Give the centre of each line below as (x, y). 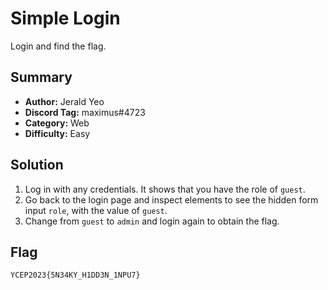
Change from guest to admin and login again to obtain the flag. (152, 221)
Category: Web (57, 123)
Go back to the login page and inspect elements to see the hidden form (171, 199)
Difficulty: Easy (57, 133)
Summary (41, 77)
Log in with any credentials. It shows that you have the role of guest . (165, 189)
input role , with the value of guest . (96, 210)
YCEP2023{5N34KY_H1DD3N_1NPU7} (75, 275)
